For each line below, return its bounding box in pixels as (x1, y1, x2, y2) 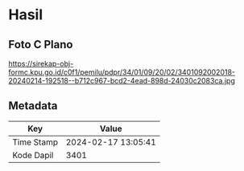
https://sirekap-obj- (8, 59, 74, 68)
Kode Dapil (12, 149, 54, 161)
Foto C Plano (8, 38, 73, 51)
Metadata (8, 99, 58, 113)
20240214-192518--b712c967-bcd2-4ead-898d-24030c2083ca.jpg (8, 76, 235, 85)
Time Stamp (12, 136, 59, 148)
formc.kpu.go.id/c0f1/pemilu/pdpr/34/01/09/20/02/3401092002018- (8, 67, 236, 77)
